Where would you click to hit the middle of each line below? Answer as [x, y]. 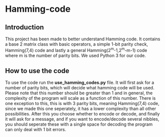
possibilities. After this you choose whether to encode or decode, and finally [82, 114]
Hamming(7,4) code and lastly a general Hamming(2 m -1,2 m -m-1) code [76, 50]
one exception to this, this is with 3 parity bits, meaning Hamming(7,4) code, [82, 104]
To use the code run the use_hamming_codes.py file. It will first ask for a [80, 82]
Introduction [25, 27]
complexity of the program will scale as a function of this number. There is [81, 98]
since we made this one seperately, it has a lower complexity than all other [81, 109]
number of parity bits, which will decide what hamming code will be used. [80, 88]
